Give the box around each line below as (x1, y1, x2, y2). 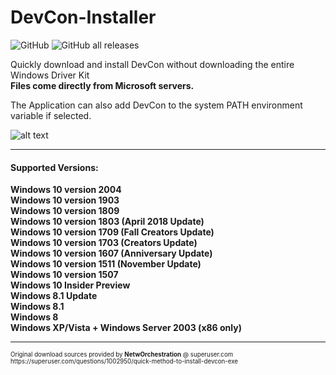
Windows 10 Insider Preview (10, 279, 131, 291)
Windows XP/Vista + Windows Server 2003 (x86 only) (10, 322, 242, 334)
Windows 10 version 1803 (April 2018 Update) (10, 216, 205, 228)
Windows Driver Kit (10, 69, 90, 81)
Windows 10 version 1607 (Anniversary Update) (10, 247, 213, 260)
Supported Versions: (10, 161, 99, 173)
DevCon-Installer (10, 6, 157, 29)
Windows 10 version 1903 (10, 194, 120, 206)
